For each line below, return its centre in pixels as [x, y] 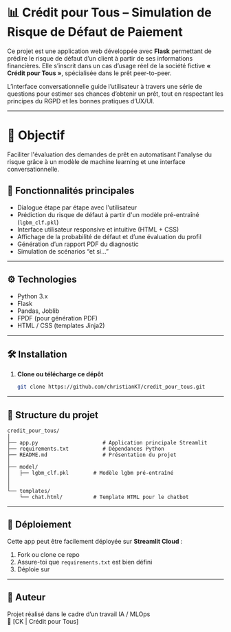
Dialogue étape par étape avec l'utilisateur [77, 207]
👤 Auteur [26, 597]
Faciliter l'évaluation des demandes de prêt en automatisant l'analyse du [109, 154]
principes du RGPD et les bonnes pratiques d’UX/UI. [81, 101]
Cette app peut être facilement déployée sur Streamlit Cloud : [95, 541]
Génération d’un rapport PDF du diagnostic [78, 244]
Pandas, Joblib [38, 311]
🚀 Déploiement [39, 525]
